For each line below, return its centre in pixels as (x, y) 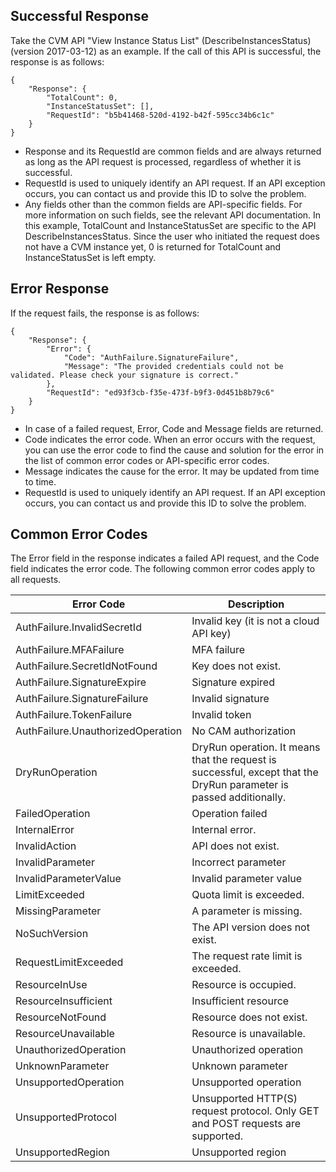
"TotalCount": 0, (82, 97)
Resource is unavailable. (248, 1034)
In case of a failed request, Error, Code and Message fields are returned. (174, 428)
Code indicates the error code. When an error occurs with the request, (170, 439)
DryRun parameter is (240, 785)
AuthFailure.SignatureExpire (81, 682)
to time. (40, 481)
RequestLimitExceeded (69, 962)
